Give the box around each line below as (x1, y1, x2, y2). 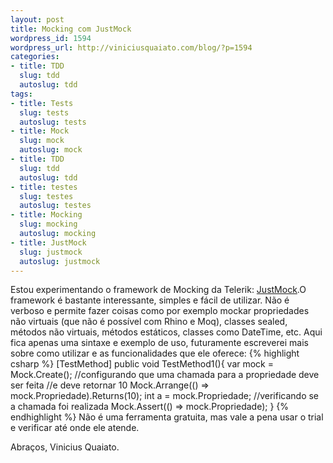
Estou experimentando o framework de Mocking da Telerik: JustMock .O (10, 284, 307, 296)
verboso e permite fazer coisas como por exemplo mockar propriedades (10, 305, 310, 317)
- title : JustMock (10, 237, 87, 248)
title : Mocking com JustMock (10, 24, 132, 34)
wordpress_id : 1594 (10, 33, 92, 43)
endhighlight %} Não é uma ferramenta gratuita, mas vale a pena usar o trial (10, 411, 324, 423)
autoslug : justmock (19, 256, 101, 266)
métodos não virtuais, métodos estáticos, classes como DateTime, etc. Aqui (10, 326, 323, 338)
